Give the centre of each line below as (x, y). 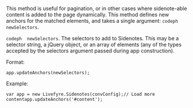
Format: (15, 62)
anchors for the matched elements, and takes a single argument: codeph (92, 21)
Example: (17, 83)
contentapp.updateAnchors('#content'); (55, 99)
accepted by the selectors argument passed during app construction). (90, 51)
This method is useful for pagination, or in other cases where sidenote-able (97, 8)
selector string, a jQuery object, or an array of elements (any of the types (94, 44)
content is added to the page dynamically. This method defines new (87, 15)
